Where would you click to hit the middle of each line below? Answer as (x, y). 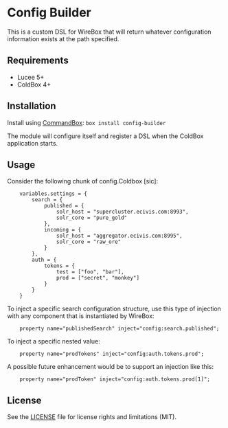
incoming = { (62, 230)
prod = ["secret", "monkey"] (98, 278)
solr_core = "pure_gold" (92, 218)
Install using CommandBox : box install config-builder (87, 122)
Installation (32, 106)
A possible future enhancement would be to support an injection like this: (111, 367)
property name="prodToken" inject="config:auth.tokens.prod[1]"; (115, 379)
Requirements (38, 61)
